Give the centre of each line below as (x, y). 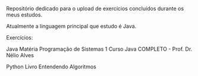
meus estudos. (24, 15)
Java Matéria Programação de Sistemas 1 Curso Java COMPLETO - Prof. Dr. (99, 49)
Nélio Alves (20, 55)
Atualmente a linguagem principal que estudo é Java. (71, 26)
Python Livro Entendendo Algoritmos (51, 67)
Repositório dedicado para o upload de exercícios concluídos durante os (95, 9)
